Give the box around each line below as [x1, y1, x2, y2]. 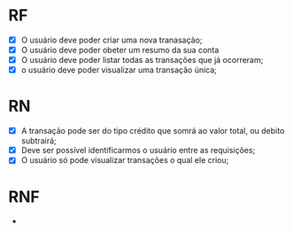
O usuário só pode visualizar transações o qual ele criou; [20, 155, 229, 166]
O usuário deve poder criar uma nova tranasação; [20, 35, 203, 45]
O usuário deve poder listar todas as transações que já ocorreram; [20, 55, 264, 66]
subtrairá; [20, 135, 57, 146]
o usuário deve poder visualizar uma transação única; [20, 65, 218, 75]
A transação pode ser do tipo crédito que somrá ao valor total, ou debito [20, 126, 285, 136]
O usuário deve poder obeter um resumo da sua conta [20, 45, 220, 55]
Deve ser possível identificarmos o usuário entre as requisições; [20, 145, 256, 156]
